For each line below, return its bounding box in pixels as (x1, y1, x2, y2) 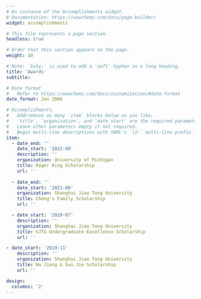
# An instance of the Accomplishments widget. (6, 8, 124, 15)
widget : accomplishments (6, 20, 68, 26)
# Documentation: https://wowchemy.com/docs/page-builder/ (6, 14, 157, 20)
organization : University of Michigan (17, 157, 114, 163)
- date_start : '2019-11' (6, 245, 68, 251)
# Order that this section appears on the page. (6, 47, 130, 53)
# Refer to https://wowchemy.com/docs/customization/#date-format (6, 91, 181, 97)
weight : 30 (6, 53, 33, 58)
